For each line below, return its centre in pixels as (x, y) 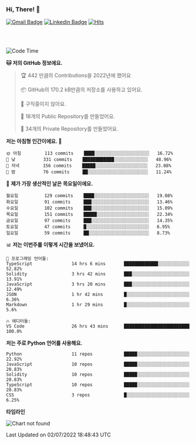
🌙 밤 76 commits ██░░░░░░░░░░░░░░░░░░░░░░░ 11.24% (89, 172)
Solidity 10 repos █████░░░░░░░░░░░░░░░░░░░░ (98, 375)
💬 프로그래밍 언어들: (27, 259)
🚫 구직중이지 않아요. (43, 104)
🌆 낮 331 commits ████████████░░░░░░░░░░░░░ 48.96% (89, 160)
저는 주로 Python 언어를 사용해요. (44, 343)
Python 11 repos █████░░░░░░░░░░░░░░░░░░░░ (98, 354)
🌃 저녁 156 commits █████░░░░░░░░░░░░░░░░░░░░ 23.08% (89, 166)
